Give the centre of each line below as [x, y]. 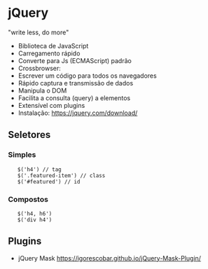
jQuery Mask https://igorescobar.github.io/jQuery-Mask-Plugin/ [110, 258]
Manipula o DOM [42, 90]
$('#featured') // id [49, 181]
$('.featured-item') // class [61, 175]
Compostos [28, 199]
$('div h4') [35, 220]
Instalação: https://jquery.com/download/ [78, 113]
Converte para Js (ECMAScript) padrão [75, 60]
